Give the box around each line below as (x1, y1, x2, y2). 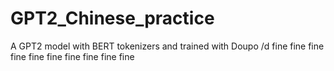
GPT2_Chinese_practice (10, 7, 215, 30)
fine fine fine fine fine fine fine (10, 50, 135, 62)
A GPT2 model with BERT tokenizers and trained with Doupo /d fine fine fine (10, 40, 325, 52)
